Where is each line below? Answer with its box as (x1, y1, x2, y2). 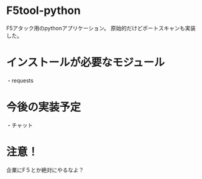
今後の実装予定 (6, 101, 81, 114)
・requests (6, 76, 34, 84)
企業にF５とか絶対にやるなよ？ (6, 166, 84, 174)
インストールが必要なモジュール (6, 56, 165, 70)
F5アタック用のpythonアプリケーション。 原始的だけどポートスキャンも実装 (6, 24, 196, 32)
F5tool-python (6, 4, 81, 18)
